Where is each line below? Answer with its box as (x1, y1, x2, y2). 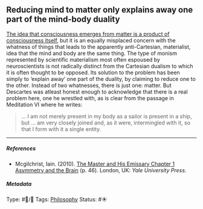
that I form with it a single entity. (21, 125, 101, 132)
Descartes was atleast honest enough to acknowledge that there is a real (6, 88, 188, 95)
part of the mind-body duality (6, 14, 120, 25)
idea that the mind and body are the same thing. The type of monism (6, 50, 177, 57)
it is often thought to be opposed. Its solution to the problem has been (6, 69, 180, 76)
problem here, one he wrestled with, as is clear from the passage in (6, 94, 174, 101)
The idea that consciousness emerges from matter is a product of (6, 30, 170, 37)
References (6, 145, 36, 152)
